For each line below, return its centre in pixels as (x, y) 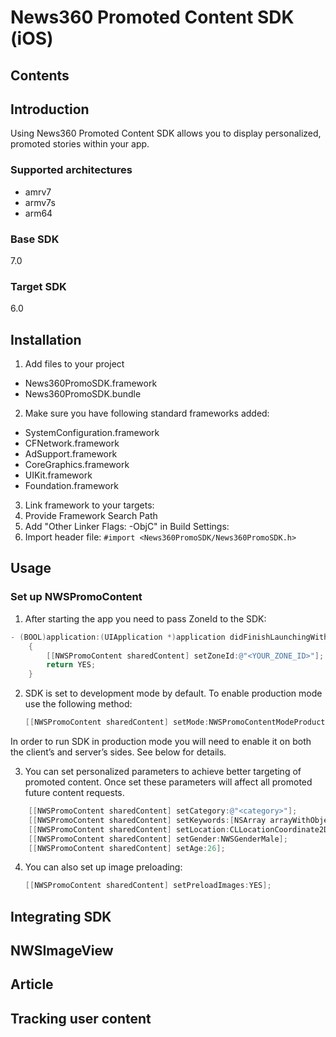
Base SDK (35, 239)
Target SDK (38, 286)
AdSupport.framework (71, 454)
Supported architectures (71, 170)
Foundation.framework (71, 486)
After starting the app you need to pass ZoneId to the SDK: (145, 618)
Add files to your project (74, 364)
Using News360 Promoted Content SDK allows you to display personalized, (166, 133)
